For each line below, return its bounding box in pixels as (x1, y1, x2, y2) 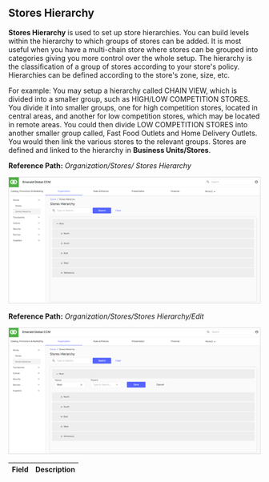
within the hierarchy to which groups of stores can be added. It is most (8, 36, 242, 46)
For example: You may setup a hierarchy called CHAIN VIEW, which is (8, 86, 238, 95)
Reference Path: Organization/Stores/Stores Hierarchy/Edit (8, 311, 204, 321)
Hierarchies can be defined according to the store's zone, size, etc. (8, 70, 231, 79)
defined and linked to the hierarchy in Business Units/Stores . (8, 145, 211, 155)
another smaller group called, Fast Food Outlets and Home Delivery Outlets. (8, 128, 258, 138)
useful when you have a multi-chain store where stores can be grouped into (8, 44, 259, 54)
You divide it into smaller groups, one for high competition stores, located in (8, 102, 259, 112)
